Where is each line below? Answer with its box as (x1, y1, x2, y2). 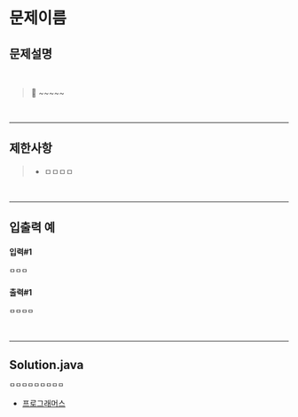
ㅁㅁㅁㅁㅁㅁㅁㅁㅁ (9, 381, 65, 390)
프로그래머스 (21, 398, 67, 409)
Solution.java (9, 357, 84, 373)
